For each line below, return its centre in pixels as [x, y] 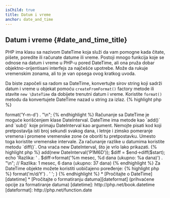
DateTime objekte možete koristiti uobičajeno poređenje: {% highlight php [82, 169]
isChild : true [20, 10]
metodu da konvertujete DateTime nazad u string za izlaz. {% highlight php [83, 100]
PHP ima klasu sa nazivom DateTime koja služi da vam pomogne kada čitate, [85, 52]
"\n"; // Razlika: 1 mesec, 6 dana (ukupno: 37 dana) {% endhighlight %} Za [83, 163]
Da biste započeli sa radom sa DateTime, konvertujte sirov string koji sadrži [84, 84]
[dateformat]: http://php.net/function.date [49, 190]
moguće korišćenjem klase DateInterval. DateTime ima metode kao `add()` [83, 120]
